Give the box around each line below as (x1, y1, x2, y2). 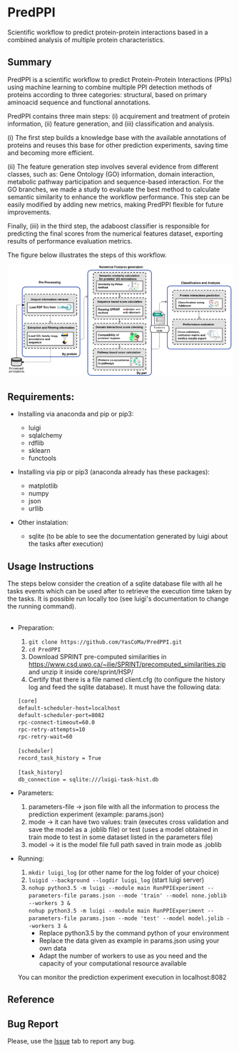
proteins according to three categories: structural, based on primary (7, 90, 208, 99)
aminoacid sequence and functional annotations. (7, 98, 151, 106)
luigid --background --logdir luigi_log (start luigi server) (28, 876, 205, 884)
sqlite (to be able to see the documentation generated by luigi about (28, 532, 228, 541)
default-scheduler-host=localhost (17, 704, 121, 711)
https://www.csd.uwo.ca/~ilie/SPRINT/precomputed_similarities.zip (28, 660, 226, 668)
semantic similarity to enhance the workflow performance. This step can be (7, 192, 230, 201)
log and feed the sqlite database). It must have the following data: (28, 683, 221, 691)
